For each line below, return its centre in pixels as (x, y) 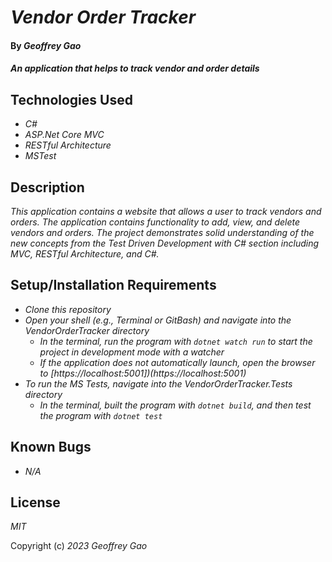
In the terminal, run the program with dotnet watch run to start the (176, 341)
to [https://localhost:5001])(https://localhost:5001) (143, 373)
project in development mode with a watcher (132, 352)
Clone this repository (68, 309)
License (35, 502)
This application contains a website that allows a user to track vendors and (166, 211)
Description (47, 187)
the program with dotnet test (101, 415)
